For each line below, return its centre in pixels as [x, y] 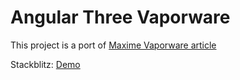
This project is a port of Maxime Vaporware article [113, 45]
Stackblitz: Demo [45, 64]
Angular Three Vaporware [120, 17]
